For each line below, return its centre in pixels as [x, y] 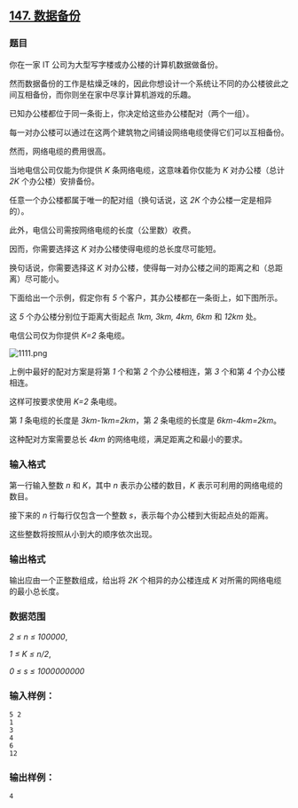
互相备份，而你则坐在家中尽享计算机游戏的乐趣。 [106, 94]
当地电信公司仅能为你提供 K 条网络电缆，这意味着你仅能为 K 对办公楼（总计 [147, 170]
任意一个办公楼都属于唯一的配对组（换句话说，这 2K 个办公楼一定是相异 [141, 200]
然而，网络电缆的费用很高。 [60, 151]
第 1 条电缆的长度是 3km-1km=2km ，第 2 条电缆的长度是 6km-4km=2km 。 [145, 420]
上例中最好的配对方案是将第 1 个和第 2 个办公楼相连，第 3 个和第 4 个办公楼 [147, 371]
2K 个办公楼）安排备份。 [54, 181]
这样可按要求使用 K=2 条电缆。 [66, 401]
